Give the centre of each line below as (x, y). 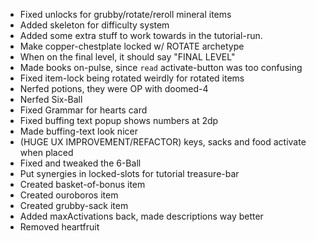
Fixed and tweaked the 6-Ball (80, 163)
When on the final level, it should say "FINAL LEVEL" (127, 57)
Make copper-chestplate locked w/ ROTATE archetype (132, 46)
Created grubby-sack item (74, 205)
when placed (46, 152)
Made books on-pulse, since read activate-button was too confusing (161, 67)
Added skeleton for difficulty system (94, 25)
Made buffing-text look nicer (78, 131)
